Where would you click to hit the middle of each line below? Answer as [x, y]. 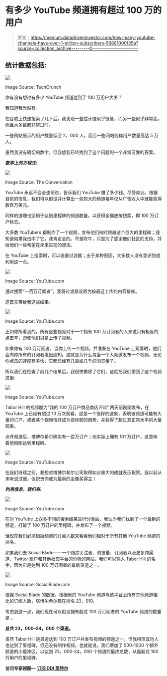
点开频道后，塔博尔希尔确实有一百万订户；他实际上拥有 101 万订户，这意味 [82, 437]
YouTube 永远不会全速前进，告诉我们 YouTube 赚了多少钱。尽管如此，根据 [82, 192]
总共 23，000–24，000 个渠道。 [39, 628]
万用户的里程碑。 [23, 658]
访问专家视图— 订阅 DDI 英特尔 [37, 668]
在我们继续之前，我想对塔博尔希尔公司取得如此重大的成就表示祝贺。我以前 [81, 472]
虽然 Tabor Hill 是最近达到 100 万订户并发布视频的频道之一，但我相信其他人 [82, 639]
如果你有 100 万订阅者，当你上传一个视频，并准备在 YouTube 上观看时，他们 [83, 348]
